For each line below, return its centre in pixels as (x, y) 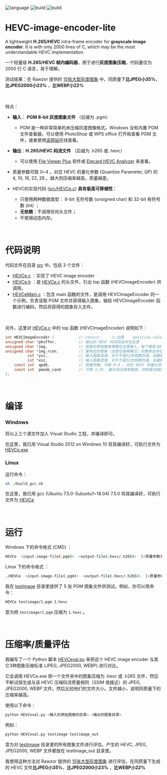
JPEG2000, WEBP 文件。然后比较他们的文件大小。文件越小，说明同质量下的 (83, 688)
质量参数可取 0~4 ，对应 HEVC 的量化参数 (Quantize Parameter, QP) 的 (85, 172)
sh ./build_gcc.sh (24, 484)
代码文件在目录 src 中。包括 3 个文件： (45, 265)
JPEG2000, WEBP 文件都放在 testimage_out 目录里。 (60, 751)
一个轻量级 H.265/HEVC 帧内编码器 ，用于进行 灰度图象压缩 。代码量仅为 (79, 62)
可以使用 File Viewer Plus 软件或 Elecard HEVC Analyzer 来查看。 (86, 161)
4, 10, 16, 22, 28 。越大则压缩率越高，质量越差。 (62, 178)
